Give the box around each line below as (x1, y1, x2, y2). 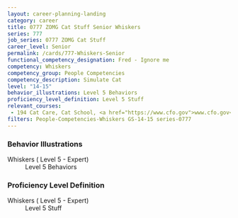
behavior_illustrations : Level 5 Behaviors (7, 89, 138, 96)
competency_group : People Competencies (7, 69, 125, 76)
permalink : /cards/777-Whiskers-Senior (7, 50, 125, 57)
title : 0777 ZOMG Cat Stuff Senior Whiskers (7, 23, 141, 30)
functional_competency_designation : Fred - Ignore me (7, 57, 170, 64)
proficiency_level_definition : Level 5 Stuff (7, 96, 144, 103)
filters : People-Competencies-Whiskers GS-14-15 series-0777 (7, 115, 192, 122)
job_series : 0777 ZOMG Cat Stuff (7, 37, 106, 44)
